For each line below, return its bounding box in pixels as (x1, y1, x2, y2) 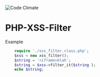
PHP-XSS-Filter (5, 22, 72, 33)
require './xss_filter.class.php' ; (14, 48, 89, 53)
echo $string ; (14, 67, 44, 72)
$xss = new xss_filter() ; (14, 53, 69, 58)
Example (5, 38, 24, 44)
